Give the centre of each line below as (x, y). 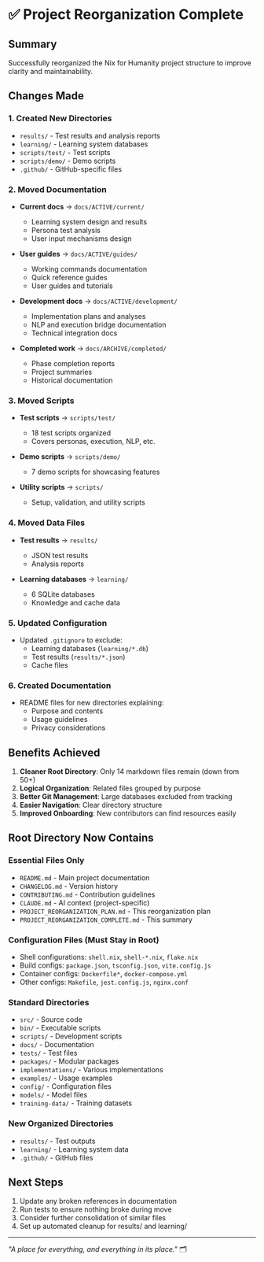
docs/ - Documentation (57, 1045)
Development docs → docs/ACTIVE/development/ (99, 301)
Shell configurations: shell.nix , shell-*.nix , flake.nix (109, 957)
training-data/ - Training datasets (75, 1103)
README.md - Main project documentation (84, 877)
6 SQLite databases (63, 594)
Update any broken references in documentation (98, 1201)
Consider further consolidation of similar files (93, 1218)
